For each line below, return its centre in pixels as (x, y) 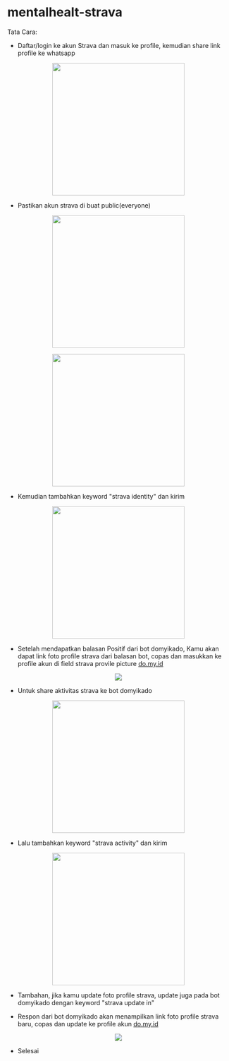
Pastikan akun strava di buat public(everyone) (84, 205)
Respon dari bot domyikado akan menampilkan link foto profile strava (118, 1016)
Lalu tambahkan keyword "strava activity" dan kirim (92, 843)
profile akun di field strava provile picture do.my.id (90, 663)
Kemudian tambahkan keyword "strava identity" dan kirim (101, 496)
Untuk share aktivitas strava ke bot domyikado (85, 690)
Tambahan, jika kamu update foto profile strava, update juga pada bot (118, 995)
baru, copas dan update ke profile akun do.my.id (88, 1024)
